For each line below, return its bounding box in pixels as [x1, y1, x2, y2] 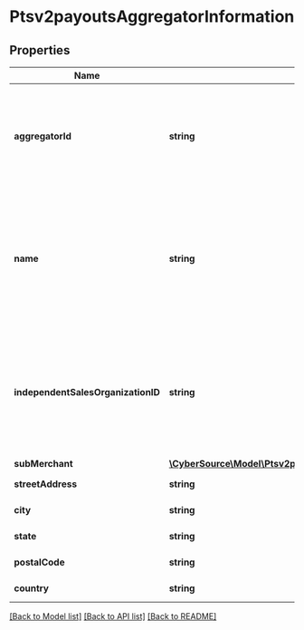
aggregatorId [14, 130, 72, 142]
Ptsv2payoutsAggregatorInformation [9, 6, 295, 27]
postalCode [14, 556, 65, 568]
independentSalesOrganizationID [14, 386, 161, 398]
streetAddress [14, 478, 78, 490]
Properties [9, 43, 71, 58]
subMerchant [14, 458, 74, 470]
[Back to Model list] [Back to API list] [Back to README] [9, 611, 217, 622]
